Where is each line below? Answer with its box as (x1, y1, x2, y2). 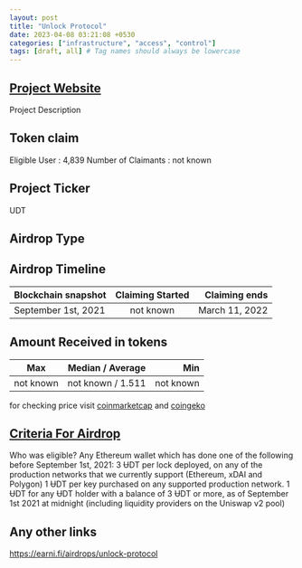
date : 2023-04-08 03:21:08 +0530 (9, 30, 136, 39)
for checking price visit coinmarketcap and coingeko (9, 400, 206, 411)
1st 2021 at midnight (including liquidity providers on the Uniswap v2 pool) (9, 498, 286, 509)
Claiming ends (204, 289, 269, 301)
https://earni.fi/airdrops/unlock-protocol (9, 548, 158, 559)
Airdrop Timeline (9, 261, 107, 277)
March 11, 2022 (198, 304, 269, 317)
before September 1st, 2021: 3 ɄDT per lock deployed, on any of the (9, 459, 263, 470)
